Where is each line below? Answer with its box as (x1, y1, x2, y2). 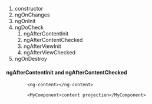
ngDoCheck (14, 24, 44, 31)
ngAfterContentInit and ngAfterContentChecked (6, 69, 128, 76)
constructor (14, 5, 44, 12)
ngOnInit (14, 18, 36, 24)
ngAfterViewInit (23, 43, 62, 50)
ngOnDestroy (14, 56, 47, 62)
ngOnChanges (14, 11, 50, 18)
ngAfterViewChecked (23, 49, 75, 56)
